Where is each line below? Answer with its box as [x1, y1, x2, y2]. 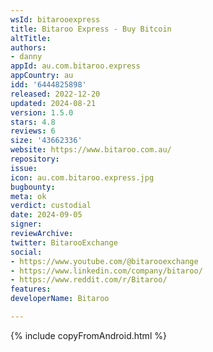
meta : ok [10, 191, 47, 201]
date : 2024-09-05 [10, 210, 83, 220]
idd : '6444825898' [10, 80, 87, 90]
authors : [10, 42, 47, 53]
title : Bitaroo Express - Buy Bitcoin [10, 24, 172, 34]
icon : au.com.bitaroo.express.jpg [10, 172, 155, 183]
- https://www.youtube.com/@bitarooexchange [10, 256, 199, 266]
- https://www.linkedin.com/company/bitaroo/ [10, 266, 203, 276]
